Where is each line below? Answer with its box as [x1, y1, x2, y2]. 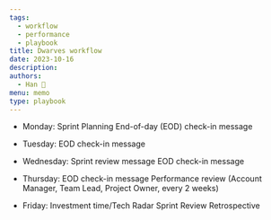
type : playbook [9, 96, 66, 106]
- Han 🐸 [17, 80, 47, 89]
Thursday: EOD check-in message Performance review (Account [22, 173, 262, 184]
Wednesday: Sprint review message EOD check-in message [22, 156, 245, 167]
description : [9, 64, 58, 73]
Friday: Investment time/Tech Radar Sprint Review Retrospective [22, 200, 260, 211]
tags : [9, 13, 30, 22]
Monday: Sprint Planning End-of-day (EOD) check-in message [22, 121, 253, 132]
